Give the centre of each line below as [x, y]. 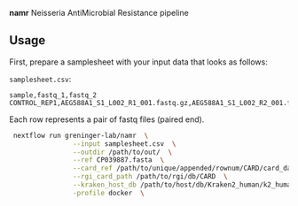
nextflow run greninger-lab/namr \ [81, 135]
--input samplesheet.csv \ [124, 144]
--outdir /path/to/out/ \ [122, 152]
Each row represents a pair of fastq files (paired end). [107, 119]
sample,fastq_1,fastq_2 [53, 95]
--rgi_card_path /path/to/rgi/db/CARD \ [150, 177]
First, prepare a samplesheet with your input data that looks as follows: [138, 62]
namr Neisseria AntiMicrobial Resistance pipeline [99, 13]
